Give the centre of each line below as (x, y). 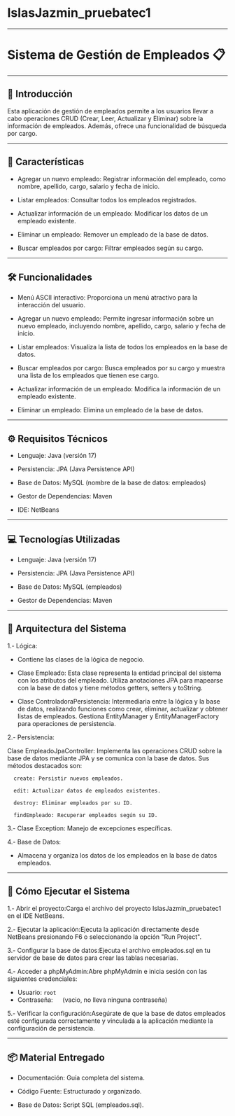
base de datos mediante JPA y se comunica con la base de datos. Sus (108, 758)
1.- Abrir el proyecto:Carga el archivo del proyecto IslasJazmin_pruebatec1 (114, 908)
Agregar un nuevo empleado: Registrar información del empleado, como (121, 179)
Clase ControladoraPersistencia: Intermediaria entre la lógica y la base (119, 701)
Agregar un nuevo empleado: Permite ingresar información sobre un (116, 319)
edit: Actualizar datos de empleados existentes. (87, 790)
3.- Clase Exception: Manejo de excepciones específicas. (90, 828)
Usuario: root (37, 992)
